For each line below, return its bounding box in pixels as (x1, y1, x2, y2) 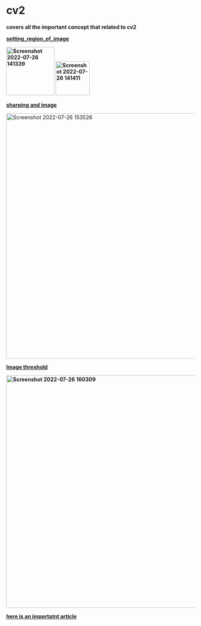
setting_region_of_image (6, 35, 69, 42)
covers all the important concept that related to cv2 (6, 23, 136, 31)
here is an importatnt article (6, 612, 77, 620)
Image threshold (6, 363, 48, 370)
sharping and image (6, 101, 57, 108)
